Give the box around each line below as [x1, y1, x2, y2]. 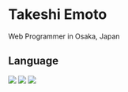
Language [8, 54, 59, 68]
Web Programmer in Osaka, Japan [8, 31, 120, 41]
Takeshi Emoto [8, 6, 107, 24]
